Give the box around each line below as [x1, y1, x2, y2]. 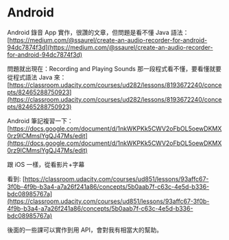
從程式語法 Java [7, 73, 53, 81]
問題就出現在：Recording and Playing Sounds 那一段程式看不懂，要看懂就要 [7, 64, 221, 72]
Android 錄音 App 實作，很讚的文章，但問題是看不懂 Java [7, 28, 169, 36]
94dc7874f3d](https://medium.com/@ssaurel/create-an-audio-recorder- [7, 43, 213, 51]
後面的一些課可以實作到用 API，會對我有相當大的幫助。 [7, 226, 163, 234]
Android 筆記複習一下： [7, 116, 73, 124]
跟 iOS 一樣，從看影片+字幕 [7, 160, 85, 168]
